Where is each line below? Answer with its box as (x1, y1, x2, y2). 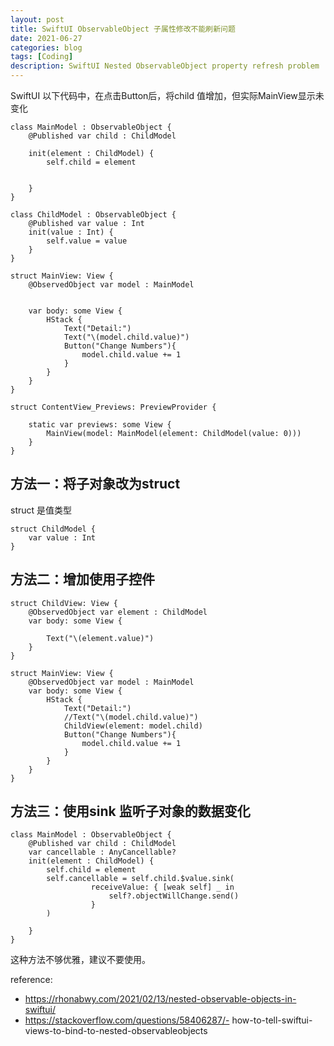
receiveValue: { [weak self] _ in (90, 882, 235, 893)
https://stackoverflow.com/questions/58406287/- (24, 1014, 230, 1026)
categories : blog (10, 42, 83, 53)
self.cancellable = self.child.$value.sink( (46, 874, 235, 884)
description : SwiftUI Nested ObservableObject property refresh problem (10, 61, 320, 71)
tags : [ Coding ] (10, 52, 74, 62)
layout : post (10, 14, 65, 25)
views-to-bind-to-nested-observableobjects (24, 1025, 208, 1037)
